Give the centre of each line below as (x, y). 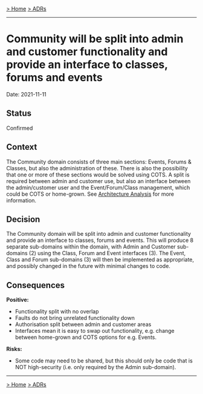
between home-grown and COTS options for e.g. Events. (86, 337)
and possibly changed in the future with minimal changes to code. (89, 266)
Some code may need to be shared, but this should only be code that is (104, 361)
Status (19, 114)
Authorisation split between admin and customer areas (83, 324)
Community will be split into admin (95, 39)
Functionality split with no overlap (57, 312)
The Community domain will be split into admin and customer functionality (99, 234)
